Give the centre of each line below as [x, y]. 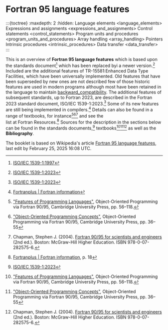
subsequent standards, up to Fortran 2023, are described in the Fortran [79, 97]
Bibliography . [20, 133]
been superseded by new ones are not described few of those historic [78, 81]
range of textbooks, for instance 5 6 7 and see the [55, 115]
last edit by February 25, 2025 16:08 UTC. [49, 148]
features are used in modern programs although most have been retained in [84, 86]
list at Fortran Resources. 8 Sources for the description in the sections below [84, 121]
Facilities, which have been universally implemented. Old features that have [83, 76]
